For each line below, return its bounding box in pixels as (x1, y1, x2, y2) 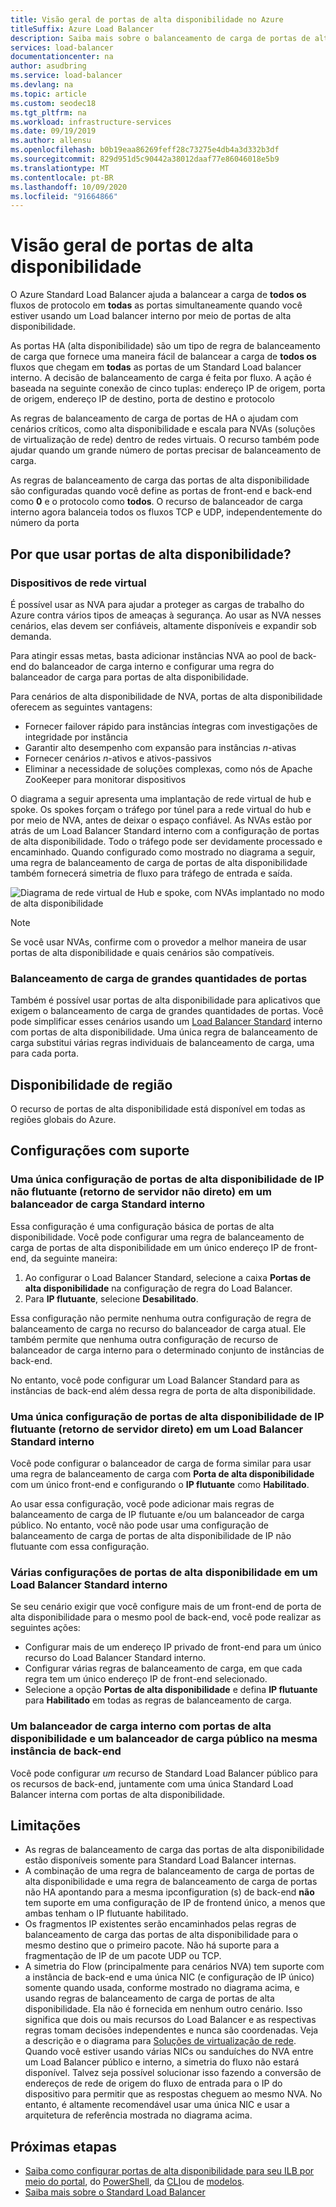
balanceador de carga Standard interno (10, 1197, 206, 1211)
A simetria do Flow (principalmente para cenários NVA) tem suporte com (24, 1961, 325, 1973)
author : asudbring (10, 61, 87, 71)
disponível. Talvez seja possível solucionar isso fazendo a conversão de (24, 2067, 322, 2079)
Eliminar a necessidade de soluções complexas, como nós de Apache (24, 762, 313, 775)
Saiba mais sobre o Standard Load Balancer (24, 2186, 206, 2198)
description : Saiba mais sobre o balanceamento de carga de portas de (10, 33, 311, 43)
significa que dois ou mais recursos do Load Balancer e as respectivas (24, 2014, 317, 2026)
